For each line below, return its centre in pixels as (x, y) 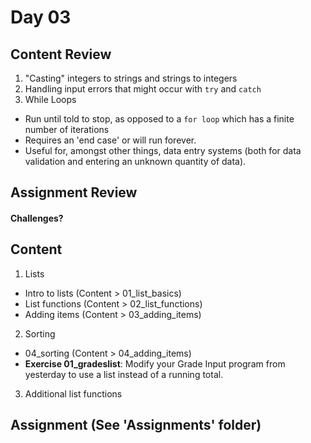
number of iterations (67, 129)
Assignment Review (74, 192)
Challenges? (37, 218)
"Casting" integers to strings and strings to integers (131, 78)
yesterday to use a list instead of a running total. (124, 374)
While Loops (50, 99)
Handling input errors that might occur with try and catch (143, 89)
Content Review (61, 54)
